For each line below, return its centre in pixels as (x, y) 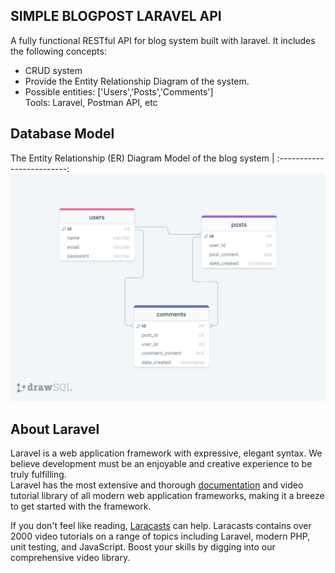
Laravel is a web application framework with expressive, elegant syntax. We (166, 453)
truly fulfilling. (38, 475)
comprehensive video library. (70, 558)
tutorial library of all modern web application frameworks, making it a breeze (167, 496)
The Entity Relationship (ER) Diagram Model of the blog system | (142, 158)
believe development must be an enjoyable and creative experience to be (161, 464)
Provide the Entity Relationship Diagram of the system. (137, 81)
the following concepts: (58, 51)
